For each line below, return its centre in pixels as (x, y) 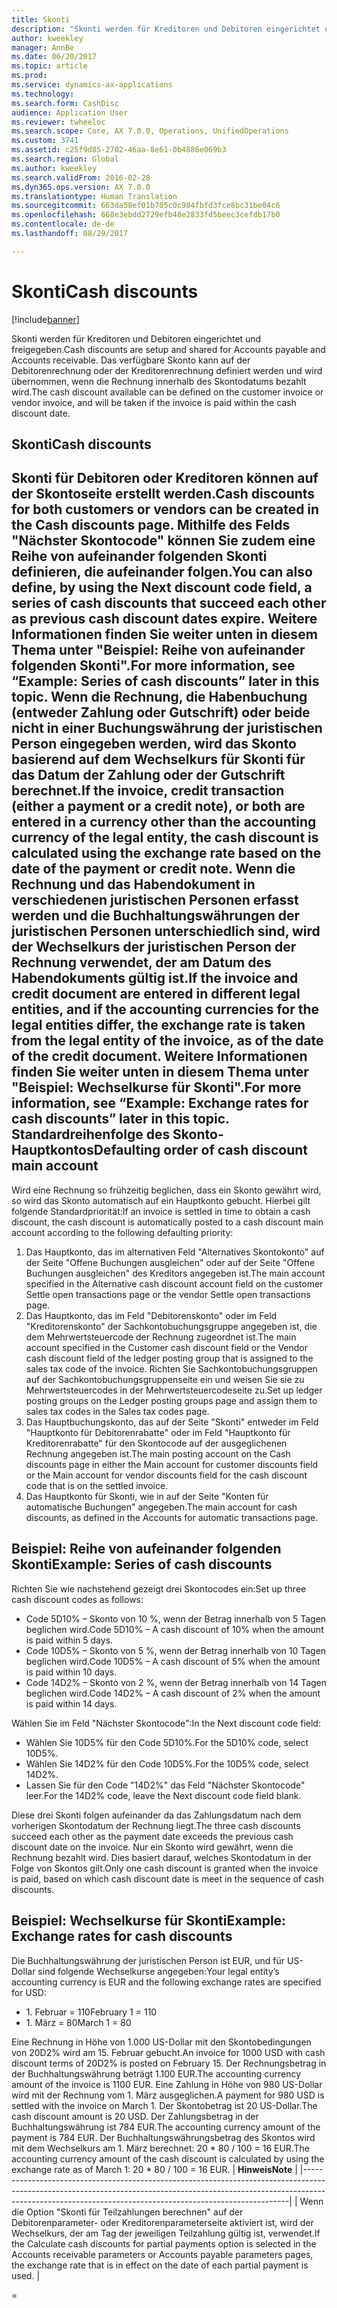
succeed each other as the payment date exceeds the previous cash (152, 1836)
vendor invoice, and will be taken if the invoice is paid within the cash (154, 402)
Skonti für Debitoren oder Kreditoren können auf (165, 478)
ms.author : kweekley (54, 168)
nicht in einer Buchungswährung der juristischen (167, 728)
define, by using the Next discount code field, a (162, 587)
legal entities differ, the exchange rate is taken (158, 1025)
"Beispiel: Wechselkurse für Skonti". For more (156, 1087)
